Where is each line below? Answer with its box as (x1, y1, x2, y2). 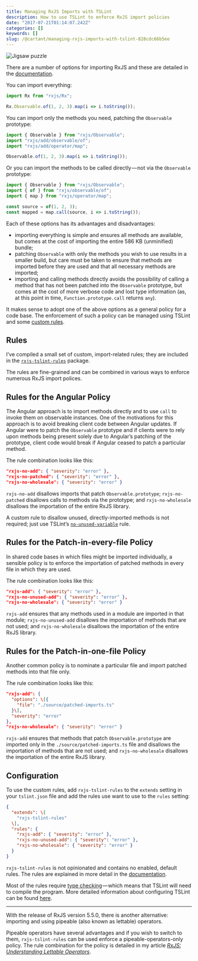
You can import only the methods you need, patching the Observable (6, 114, 172, 121)
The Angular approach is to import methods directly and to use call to (6, 408, 177, 415)
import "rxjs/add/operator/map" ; (6, 143, 88, 149)
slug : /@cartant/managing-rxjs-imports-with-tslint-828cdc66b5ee (6, 36, 170, 42)
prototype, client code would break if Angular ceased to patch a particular (6, 439, 186, 446)
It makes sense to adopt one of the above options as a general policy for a (6, 306, 187, 313)
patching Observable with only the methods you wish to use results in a (14, 250, 187, 257)
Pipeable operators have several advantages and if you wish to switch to (6, 929, 183, 936)
